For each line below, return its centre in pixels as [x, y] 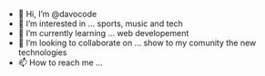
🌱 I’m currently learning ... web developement [103, 33]
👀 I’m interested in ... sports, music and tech [101, 24]
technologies [42, 52]
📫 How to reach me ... [60, 62]
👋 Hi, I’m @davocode [57, 14]
